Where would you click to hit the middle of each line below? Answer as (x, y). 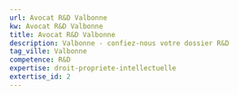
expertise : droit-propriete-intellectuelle (93, 69)
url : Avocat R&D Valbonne (58, 18)
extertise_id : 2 (40, 77)
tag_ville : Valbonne (49, 52)
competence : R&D (40, 60)
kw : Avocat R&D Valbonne (56, 26)
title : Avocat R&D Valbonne (63, 34)
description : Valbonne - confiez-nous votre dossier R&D (119, 43)
